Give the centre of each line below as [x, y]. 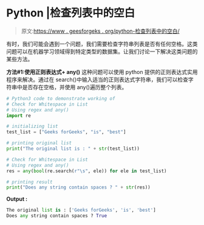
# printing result [29, 182]
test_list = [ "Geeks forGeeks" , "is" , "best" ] [66, 132]
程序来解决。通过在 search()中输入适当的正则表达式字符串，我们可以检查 [97, 79]
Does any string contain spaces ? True [57, 216]
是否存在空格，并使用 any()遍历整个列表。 [75, 87]
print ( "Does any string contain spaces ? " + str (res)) [78, 187]
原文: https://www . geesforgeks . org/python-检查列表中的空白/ [100, 31]
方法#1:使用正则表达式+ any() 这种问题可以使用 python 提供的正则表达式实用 [102, 72]
